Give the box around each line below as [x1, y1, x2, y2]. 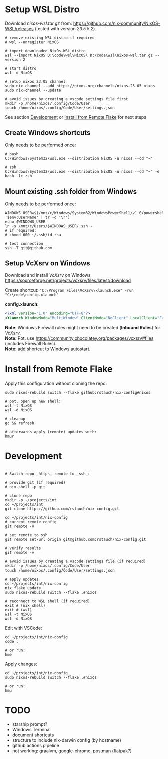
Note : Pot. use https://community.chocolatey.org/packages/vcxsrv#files [5, 335, 154, 341]
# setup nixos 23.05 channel [5, 79, 66, 84]
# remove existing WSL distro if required [5, 35, 95, 40]
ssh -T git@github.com [5, 245, 52, 250]
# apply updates [5, 577, 39, 582]
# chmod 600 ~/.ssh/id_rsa [5, 232, 61, 237]
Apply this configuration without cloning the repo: [5, 380, 107, 387]
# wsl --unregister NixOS [5, 39, 59, 45]
